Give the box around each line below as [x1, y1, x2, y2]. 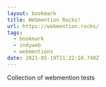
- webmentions [13, 49, 53, 55]
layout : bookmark [7, 10, 57, 17]
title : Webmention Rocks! [7, 16, 81, 23]
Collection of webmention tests [7, 73, 95, 82]
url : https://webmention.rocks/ [7, 23, 99, 29]
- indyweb [13, 42, 41, 49]
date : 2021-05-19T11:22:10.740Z [7, 55, 99, 62]
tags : [7, 29, 23, 36]
